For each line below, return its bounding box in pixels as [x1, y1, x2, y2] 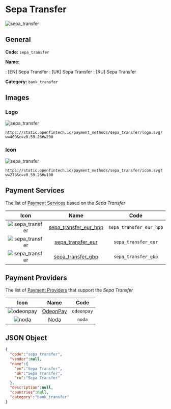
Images [5, 93, 30, 102]
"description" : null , [10, 385, 53, 390]
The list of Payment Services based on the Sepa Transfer [5, 200, 126, 206]
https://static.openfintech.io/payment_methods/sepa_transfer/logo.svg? [5, 130, 163, 135]
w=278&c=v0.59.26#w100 [5, 172, 53, 177]
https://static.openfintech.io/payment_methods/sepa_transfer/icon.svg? [5, 167, 163, 173]
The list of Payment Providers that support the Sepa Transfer [5, 287, 133, 293]
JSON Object [5, 333, 47, 342]
